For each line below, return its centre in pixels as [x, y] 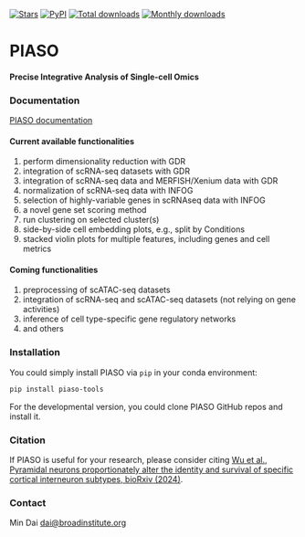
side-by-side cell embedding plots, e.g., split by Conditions [133, 229]
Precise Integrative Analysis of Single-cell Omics [104, 77]
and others [43, 329]
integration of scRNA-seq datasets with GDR [106, 171]
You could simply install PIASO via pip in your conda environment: [133, 372]
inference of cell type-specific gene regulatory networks [129, 319]
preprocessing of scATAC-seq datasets [96, 290]
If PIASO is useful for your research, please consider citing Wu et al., [138, 459]
